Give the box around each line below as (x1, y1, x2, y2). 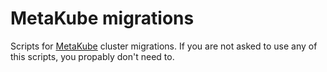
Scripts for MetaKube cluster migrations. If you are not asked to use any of (10, 40, 318, 52)
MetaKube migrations (10, 7, 195, 30)
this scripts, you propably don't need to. (10, 50, 175, 62)
